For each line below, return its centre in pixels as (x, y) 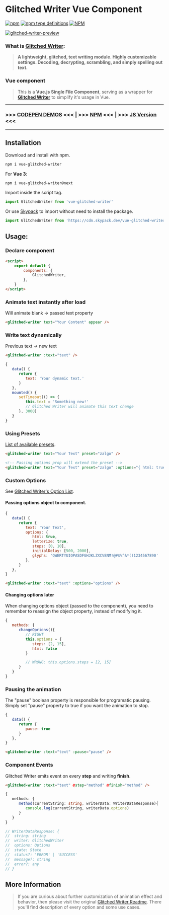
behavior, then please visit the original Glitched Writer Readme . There (90, 902)
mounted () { (24, 393)
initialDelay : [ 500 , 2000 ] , (62, 551)
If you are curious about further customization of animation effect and (90, 896)
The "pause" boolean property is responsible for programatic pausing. (78, 700)
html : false (45, 649)
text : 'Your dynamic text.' (55, 378)
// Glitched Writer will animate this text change (80, 407)
